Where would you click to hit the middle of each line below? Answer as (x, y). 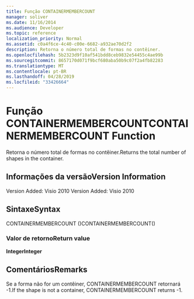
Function (134, 136)
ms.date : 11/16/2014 (31, 22)
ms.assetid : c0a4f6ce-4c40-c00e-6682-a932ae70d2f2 (69, 44)
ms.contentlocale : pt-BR (36, 71)
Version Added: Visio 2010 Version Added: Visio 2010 (70, 191)
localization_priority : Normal (44, 39)
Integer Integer (24, 251)
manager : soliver (27, 17)
